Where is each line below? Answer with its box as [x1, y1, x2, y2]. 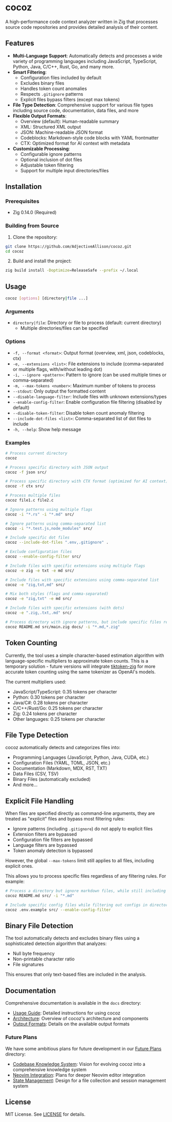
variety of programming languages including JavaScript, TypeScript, [12, 58, 157, 64]
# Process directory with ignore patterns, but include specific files [5, 619, 161, 625]
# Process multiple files [5, 493, 60, 498]
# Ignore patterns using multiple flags [5, 507, 93, 512]
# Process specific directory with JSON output [5, 465, 109, 470]
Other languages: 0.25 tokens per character [12, 716, 105, 722]
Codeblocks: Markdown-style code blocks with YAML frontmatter [20, 134, 159, 140]
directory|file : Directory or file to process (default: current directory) [12, 319, 162, 326]
